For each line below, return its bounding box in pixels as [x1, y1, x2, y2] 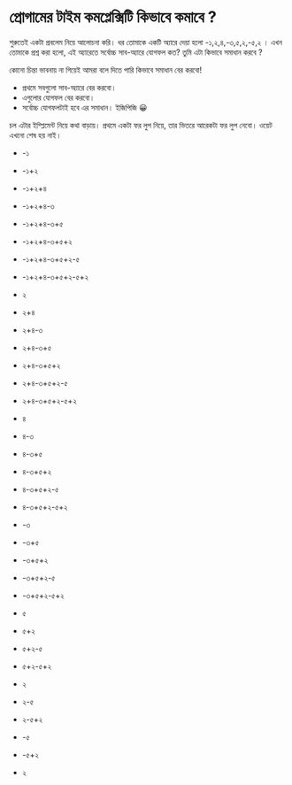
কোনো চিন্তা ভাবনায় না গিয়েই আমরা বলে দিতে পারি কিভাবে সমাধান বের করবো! [9, 65, 202, 75]
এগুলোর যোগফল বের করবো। [21, 92, 96, 103]
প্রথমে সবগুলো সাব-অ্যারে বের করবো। [21, 82, 117, 93]
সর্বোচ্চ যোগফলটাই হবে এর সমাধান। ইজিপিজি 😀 [21, 102, 148, 112]
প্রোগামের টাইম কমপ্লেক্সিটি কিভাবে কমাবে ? [9, 7, 217, 27]
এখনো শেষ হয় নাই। [9, 129, 62, 140]
